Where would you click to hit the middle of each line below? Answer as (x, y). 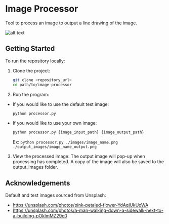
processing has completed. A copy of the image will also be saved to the (88, 162)
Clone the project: (31, 70)
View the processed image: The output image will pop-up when (79, 156)
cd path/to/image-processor (42, 85)
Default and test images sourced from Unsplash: (56, 195)
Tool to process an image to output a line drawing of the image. (71, 23)
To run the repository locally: (35, 61)
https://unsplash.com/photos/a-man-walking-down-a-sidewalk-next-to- (88, 210)
